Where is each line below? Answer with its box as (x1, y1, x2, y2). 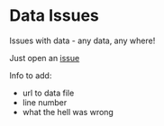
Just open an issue (9, 52, 80, 63)
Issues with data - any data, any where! (9, 35, 156, 46)
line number (22, 96, 68, 108)
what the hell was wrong (22, 106, 114, 117)
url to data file (22, 87, 75, 98)
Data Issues (9, 5, 99, 26)
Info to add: (9, 69, 52, 81)
